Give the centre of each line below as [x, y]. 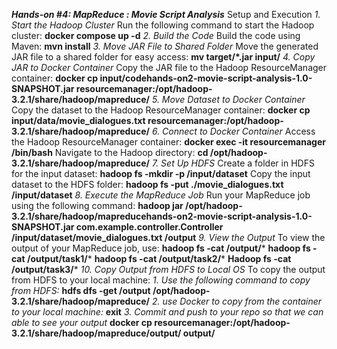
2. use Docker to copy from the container [237, 301]
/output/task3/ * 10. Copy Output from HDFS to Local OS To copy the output [168, 269]
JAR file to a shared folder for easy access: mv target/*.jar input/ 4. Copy [163, 57]
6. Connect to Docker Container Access [233, 131]
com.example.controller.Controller [149, 227]
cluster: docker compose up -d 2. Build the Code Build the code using [156, 35]
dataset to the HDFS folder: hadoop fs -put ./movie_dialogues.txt [147, 184]
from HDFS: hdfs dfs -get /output [81, 290]
